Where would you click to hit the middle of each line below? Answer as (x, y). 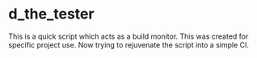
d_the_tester (51, 14)
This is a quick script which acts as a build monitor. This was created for (128, 36)
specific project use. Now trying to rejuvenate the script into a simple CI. (128, 44)
